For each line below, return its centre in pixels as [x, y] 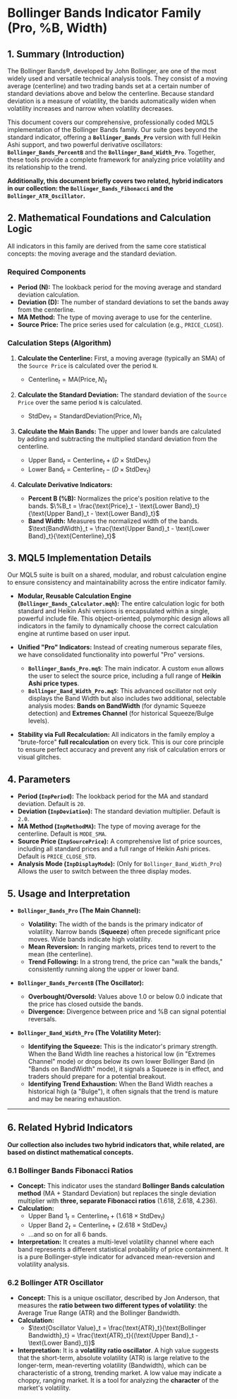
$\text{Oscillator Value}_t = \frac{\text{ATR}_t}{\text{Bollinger [117, 1328]
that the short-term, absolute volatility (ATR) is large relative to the [113, 1358]
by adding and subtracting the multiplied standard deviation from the [117, 439]
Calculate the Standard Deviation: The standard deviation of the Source [122, 395]
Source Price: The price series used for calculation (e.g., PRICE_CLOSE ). [120, 325]
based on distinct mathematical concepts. [71, 1152]
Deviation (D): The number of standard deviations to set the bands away [123, 302]
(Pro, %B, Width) [57, 28]
